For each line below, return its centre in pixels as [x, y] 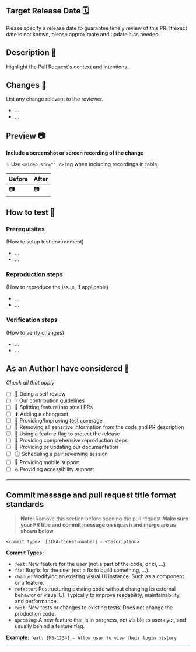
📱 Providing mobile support [47, 462]
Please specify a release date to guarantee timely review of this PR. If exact [97, 28]
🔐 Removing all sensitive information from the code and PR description [99, 427]
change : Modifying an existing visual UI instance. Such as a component [99, 576]
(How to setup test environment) [45, 241]
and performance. [36, 601]
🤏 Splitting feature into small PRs [54, 407]
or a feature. [29, 582]
